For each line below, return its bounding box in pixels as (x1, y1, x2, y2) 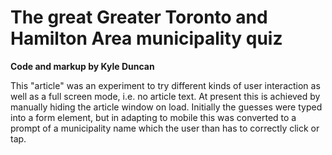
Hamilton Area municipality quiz (10, 27, 283, 50)
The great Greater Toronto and (10, 6, 268, 29)
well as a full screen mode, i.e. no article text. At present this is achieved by (10, 90, 321, 102)
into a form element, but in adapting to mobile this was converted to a (10, 111, 297, 123)
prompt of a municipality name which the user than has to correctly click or (10, 122, 320, 134)
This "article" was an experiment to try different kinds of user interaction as (10, 79, 321, 91)
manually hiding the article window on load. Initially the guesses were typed (10, 101, 323, 113)
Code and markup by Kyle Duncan (10, 60, 155, 72)
